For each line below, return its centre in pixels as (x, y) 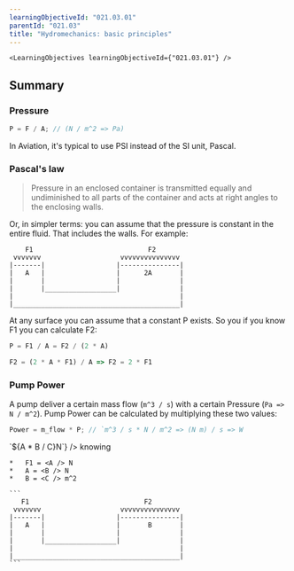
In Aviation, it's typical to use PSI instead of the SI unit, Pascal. (123, 145)
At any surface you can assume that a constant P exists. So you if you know (147, 321)
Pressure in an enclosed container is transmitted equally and (141, 188)
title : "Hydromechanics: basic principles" (91, 34)
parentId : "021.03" (45, 26)
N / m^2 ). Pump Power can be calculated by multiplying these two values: (143, 414)
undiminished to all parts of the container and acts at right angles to (155, 198)
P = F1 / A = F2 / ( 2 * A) (59, 347)
